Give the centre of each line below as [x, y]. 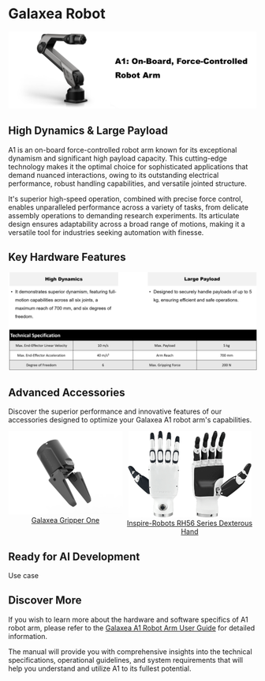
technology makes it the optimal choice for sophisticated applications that [128, 166]
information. [28, 636]
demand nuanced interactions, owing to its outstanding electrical [114, 175]
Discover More [45, 601]
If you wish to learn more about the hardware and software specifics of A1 [128, 619]
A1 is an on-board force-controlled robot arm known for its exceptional [123, 149]
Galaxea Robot [57, 14]
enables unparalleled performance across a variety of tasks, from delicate [128, 207]
